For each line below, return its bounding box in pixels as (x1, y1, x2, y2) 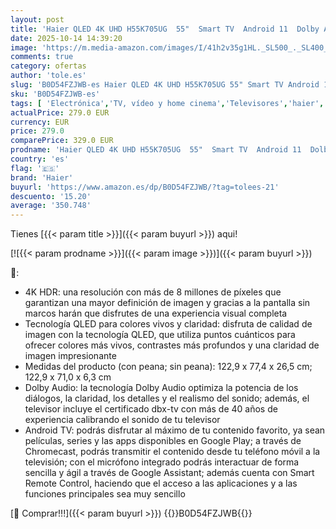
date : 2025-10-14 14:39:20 (10, 33, 123, 43)
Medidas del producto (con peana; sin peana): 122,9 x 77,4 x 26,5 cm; (24, 361, 313, 373)
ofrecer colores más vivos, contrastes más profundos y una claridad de (24, 339, 320, 351)
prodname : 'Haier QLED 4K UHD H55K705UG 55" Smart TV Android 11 (10, 145, 302, 155)
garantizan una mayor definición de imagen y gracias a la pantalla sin (24, 297, 311, 309)
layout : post (10, 14, 65, 25)
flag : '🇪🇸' (10, 163, 60, 173)
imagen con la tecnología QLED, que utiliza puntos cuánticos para (24, 329, 296, 341)
